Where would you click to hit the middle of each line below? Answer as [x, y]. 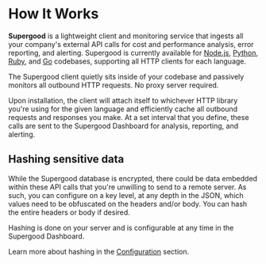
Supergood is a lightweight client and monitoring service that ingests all [126, 36]
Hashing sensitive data [66, 159]
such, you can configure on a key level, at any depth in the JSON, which [126, 195]
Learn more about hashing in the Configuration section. [99, 251]
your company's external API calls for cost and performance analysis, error [131, 44]
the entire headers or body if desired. [69, 212]
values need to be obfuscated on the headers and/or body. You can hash [128, 204]
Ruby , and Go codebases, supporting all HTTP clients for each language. [127, 61]
